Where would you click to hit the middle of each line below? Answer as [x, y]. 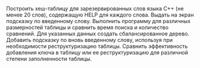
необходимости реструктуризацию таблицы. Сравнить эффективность [97, 46]
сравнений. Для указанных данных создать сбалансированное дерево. [98, 34]
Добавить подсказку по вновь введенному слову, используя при [90, 40]
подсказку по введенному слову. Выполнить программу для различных [99, 21]
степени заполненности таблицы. [49, 59]
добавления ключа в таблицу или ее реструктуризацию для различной [97, 52]
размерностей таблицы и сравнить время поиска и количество [87, 27]
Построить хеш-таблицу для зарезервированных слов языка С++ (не [95, 9]
